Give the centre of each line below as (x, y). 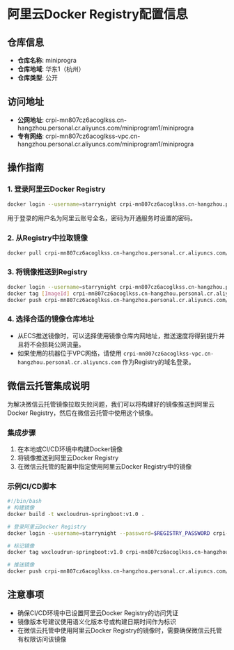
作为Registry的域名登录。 (158, 362)
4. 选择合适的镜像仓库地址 (51, 319)
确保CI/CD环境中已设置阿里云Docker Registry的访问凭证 (98, 613)
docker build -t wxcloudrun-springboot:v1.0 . (76, 514)
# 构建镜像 (21, 508)
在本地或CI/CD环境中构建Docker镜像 (70, 449)
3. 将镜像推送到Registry (48, 272)
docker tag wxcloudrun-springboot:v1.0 (65, 552)
